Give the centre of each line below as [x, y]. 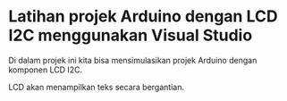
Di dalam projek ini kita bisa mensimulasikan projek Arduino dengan [133, 60]
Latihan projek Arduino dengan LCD [143, 17]
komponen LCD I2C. [45, 70]
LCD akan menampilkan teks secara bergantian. [97, 87]
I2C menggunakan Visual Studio [131, 35]
